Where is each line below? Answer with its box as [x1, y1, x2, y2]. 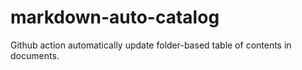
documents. [10, 49, 60, 61]
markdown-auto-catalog [10, 6, 220, 29]
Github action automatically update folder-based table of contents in [10, 39, 292, 51]
